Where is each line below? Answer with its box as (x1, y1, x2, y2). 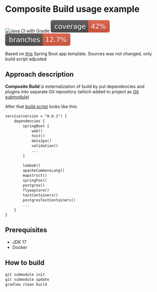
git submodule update (5, 277, 50, 282)
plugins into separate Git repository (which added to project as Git (5, 88, 139, 94)
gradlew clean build (5, 282, 48, 287)
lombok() (23, 163, 41, 168)
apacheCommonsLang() (23, 168, 65, 173)
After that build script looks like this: (5, 103, 78, 109)
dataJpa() (31, 138, 52, 143)
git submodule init (5, 272, 45, 277)
